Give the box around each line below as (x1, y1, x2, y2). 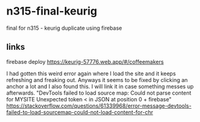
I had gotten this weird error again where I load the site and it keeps (6, 70, 176, 77)
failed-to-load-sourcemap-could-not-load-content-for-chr (6, 108, 154, 116)
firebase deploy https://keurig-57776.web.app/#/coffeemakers (6, 58, 164, 65)
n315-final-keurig (6, 4, 98, 18)
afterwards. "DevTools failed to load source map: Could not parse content (6, 89, 191, 97)
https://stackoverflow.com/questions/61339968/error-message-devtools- (6, 102, 192, 109)
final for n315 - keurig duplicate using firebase (6, 24, 123, 32)
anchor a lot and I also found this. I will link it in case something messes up (6, 83, 194, 90)
